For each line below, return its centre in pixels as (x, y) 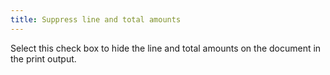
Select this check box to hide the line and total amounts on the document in (166, 48)
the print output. (43, 58)
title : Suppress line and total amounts (96, 19)
